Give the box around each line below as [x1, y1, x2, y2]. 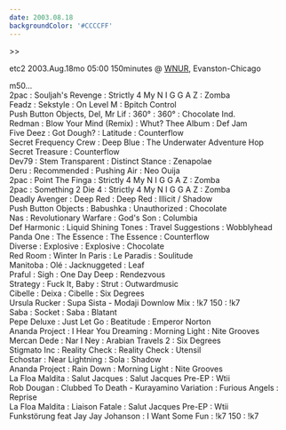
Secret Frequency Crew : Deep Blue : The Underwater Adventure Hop [9, 137, 265, 147]
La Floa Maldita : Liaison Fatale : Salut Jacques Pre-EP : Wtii [9, 401, 229, 411]
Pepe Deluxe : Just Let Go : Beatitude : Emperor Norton [9, 316, 211, 327]
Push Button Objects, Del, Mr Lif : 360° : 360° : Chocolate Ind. [9, 108, 236, 119]
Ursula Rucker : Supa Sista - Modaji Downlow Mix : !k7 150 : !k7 [9, 297, 241, 307]
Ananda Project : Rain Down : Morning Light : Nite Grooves [9, 363, 224, 374]
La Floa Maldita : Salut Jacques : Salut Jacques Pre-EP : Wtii [9, 372, 231, 383]
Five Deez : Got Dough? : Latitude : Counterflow [9, 127, 184, 138]
